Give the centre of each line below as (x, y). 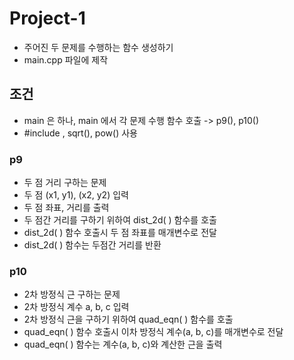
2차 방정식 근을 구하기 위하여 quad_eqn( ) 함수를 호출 (128, 319)
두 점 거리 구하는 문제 (65, 183)
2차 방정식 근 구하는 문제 (72, 294)
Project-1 (47, 18)
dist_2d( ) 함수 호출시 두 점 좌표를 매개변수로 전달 (120, 233)
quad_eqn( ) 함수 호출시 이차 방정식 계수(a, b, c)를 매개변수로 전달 (153, 332)
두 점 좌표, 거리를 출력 (66, 208)
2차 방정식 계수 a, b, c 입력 (76, 307)
